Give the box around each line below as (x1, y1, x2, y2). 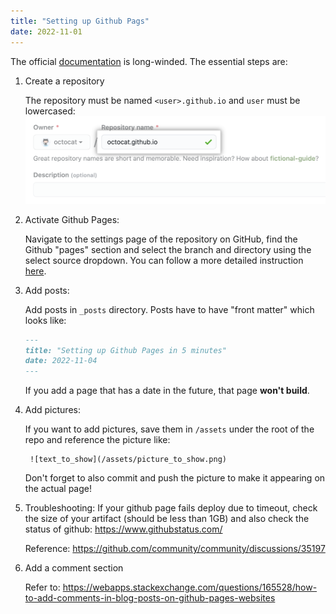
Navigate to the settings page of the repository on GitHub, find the (24, 233, 298, 245)
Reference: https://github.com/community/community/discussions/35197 (24, 543, 326, 555)
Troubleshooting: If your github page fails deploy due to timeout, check (24, 502, 318, 514)
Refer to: (24, 581, 61, 594)
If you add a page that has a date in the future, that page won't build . (24, 385, 310, 397)
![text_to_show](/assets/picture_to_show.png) (29, 455, 227, 465)
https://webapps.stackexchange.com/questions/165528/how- (62, 581, 318, 594)
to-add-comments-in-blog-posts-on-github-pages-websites (24, 592, 276, 604)
